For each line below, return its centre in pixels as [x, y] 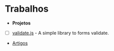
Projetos [21, 23]
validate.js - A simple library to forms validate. [61, 33]
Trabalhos [27, 9]
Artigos [20, 43]
